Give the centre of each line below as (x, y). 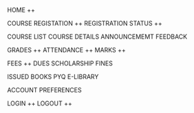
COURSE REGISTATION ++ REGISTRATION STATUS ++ (85, 23)
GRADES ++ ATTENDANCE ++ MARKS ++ (66, 50)
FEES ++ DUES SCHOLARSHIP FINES (60, 63)
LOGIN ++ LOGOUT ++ (40, 103)
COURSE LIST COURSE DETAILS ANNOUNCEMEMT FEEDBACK (97, 37)
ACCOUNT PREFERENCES (44, 90)
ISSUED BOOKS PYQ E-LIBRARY (53, 76)
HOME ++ (21, 10)
